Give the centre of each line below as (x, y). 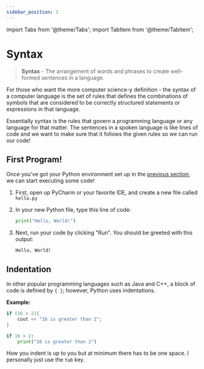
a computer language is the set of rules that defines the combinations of (97, 96)
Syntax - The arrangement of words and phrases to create (95, 71)
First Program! (34, 159)
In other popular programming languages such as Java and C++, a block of (101, 284)
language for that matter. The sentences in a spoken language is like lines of (102, 127)
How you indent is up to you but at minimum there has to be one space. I (98, 353)
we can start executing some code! (51, 181)
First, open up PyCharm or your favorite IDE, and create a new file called (106, 193)
